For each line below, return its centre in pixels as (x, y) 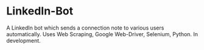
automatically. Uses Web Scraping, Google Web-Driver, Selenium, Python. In (102, 34)
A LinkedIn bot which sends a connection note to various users (85, 28)
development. (23, 40)
